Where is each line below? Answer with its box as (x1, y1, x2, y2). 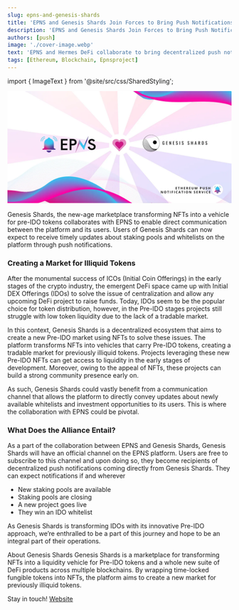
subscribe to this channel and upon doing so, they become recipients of (7, 456, 218, 465)
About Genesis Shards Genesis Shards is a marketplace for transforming (7, 551, 220, 560)
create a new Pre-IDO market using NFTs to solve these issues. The (7, 333, 206, 342)
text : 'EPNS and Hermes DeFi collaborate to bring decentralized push (7, 49, 221, 56)
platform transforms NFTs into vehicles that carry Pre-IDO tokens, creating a (7, 341, 231, 350)
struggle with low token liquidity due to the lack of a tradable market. (7, 312, 208, 321)
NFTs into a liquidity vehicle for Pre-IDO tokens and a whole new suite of (7, 558, 221, 567)
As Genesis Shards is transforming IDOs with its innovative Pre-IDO (7, 522, 205, 530)
